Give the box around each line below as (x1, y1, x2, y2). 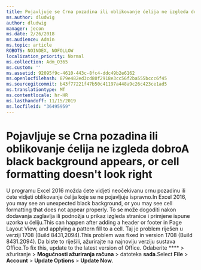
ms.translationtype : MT (6, 87, 66, 93)
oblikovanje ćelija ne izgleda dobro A (6, 142, 190, 156)
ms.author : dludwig (6, 14, 55, 20)
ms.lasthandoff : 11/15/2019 (6, 98, 77, 104)
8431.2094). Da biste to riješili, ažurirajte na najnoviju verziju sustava (6, 238, 176, 245)
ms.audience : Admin (6, 37, 55, 43)
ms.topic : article (6, 43, 52, 48)
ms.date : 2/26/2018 (6, 31, 55, 37)
